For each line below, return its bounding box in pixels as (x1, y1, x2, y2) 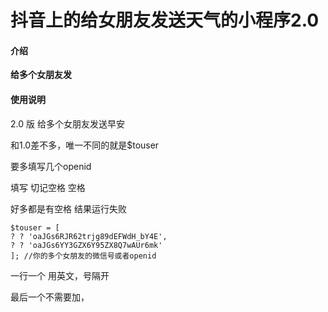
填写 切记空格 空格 (10, 181, 86, 193)
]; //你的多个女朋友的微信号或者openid (10, 251, 157, 261)
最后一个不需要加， (10, 291, 90, 303)
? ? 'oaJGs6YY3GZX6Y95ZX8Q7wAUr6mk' (10, 240, 163, 250)
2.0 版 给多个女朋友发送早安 (10, 117, 125, 130)
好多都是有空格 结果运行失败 (10, 202, 127, 215)
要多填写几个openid (10, 160, 92, 172)
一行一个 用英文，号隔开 (10, 269, 110, 281)
